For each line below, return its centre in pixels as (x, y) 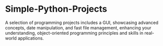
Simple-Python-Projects (56, 9)
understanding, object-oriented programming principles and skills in (74, 33)
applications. (31, 38)
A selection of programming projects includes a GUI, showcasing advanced (82, 23)
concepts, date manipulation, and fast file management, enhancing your (78, 27)
